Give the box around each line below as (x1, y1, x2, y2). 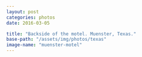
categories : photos (6, 14, 56, 20)
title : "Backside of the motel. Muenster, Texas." (6, 31, 137, 37)
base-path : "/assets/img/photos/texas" (6, 37, 107, 43)
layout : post (6, 8, 39, 15)
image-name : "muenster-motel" (6, 42, 83, 48)
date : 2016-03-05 (6, 20, 50, 26)
